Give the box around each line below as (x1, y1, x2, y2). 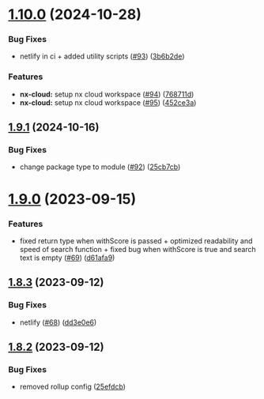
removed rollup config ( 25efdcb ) (19, 382, 126, 392)
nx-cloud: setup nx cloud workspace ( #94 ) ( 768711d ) (19, 89, 194, 99)
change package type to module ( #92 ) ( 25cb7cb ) (19, 162, 181, 171)
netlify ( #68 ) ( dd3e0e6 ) (19, 318, 97, 327)
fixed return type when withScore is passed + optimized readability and (19, 235, 253, 246)
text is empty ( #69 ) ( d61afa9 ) (19, 253, 115, 262)
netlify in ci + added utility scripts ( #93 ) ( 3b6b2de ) (19, 51, 185, 61)
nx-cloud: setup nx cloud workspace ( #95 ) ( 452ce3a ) (19, 97, 197, 107)
